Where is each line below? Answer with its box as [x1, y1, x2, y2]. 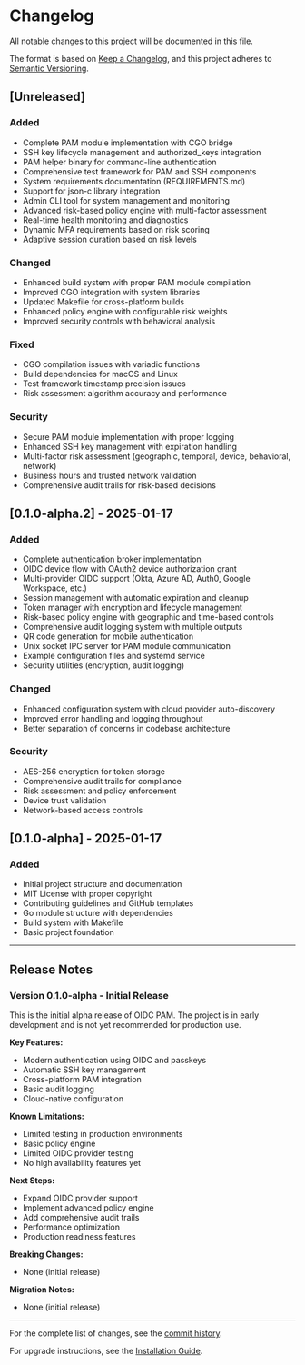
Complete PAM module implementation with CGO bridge [22, 137, 233, 148]
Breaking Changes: [9, 1249, 84, 1260]
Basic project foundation [22, 927, 115, 938]
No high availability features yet [22, 1158, 142, 1169]
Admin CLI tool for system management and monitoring [22, 194, 230, 205]
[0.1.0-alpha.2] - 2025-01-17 [9, 505, 174, 521]
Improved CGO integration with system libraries [22, 286, 201, 297]
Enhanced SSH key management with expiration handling [22, 441, 238, 452]
